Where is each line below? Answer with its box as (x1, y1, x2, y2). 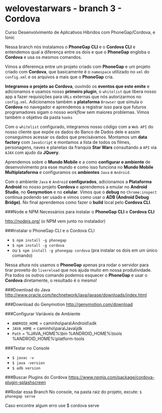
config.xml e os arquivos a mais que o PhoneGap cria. (5, 74, 114, 80)
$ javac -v (12, 355, 34, 360)
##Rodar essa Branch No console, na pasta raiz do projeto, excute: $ (5, 389, 142, 395)
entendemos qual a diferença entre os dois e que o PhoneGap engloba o (5, 49, 150, 55)
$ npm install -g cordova (12, 243, 64, 248)
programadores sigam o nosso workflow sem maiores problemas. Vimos (5, 109, 149, 115)
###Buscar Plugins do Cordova (5, 374, 68, 380)
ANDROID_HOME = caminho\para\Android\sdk (12, 320, 97, 326)
